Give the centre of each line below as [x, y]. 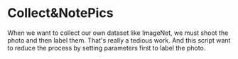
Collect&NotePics [60, 13]
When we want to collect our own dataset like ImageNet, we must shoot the [118, 33]
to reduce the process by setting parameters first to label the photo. [107, 48]
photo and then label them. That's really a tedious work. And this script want [119, 40]
